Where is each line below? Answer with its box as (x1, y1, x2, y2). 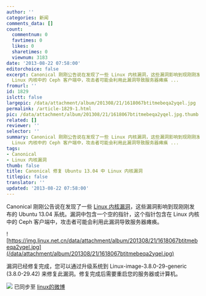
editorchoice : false (6, 65, 59, 72)
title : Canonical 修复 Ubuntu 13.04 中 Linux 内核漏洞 (6, 168, 143, 174)
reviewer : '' (6, 123, 40, 129)
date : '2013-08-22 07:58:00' (6, 60, 81, 66)
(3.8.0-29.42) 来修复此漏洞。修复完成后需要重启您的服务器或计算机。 (6, 270, 181, 277)
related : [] (6, 117, 37, 123)
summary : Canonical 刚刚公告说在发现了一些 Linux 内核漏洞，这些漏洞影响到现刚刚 (6, 134, 197, 141)
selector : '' (6, 128, 40, 135)
